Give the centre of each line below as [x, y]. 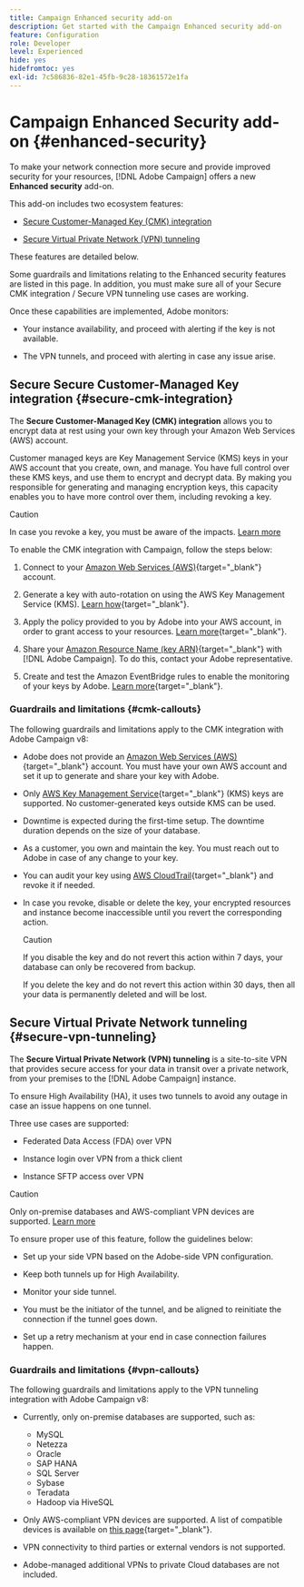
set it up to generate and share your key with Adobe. [121, 775]
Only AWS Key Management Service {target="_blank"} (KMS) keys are [153, 793]
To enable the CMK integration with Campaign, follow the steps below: [141, 549]
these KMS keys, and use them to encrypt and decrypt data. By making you [151, 477]
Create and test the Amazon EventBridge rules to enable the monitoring [156, 676]
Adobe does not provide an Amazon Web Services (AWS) [130, 756]
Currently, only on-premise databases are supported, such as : [139, 1417]
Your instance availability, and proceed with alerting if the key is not [149, 329]
